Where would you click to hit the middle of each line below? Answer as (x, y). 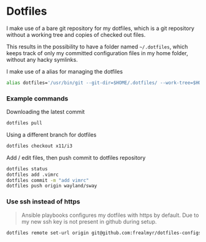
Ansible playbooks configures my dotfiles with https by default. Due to (110, 215)
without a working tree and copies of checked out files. (76, 34)
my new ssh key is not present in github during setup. (89, 221)
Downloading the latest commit (46, 112)
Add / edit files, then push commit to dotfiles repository (76, 157)
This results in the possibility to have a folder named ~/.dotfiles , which (97, 47)
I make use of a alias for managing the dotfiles (65, 71)
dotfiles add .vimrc (33, 175)
